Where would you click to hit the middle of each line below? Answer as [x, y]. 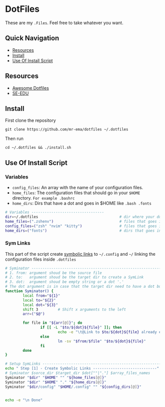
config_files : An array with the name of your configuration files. [78, 188]
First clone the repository [31, 120]
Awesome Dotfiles [30, 88]
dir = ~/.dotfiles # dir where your [80, 217]
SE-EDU [20, 93]
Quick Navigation [32, 38]
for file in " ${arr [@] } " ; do [53, 323]
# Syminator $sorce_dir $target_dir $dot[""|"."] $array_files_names [78, 373]
